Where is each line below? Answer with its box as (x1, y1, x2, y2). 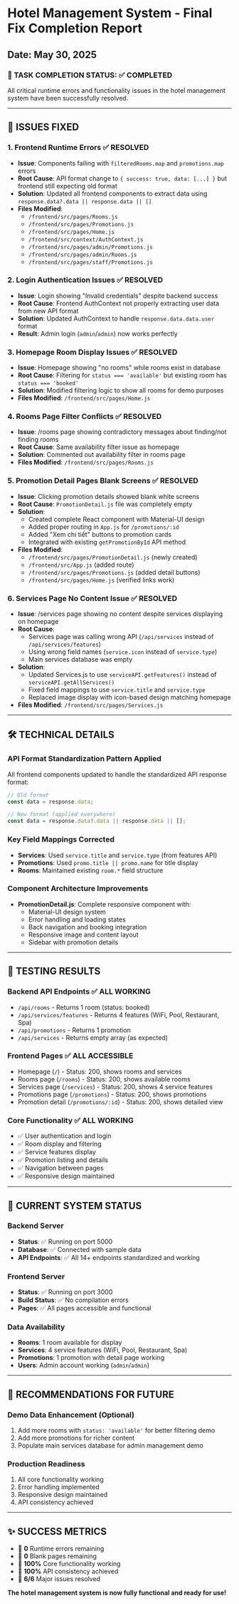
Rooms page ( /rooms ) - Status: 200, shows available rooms (17, 1074, 191, 1083)
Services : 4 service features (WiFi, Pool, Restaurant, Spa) (17, 1346, 188, 1354)
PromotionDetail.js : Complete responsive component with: (17, 899, 191, 908)
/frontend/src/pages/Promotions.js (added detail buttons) (28, 568, 201, 576)
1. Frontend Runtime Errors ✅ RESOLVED (7, 143, 149, 153)
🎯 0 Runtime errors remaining (17, 1544, 105, 1553)
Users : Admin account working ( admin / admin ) (17, 1361, 149, 1370)
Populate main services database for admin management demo (17, 1441, 204, 1450)
